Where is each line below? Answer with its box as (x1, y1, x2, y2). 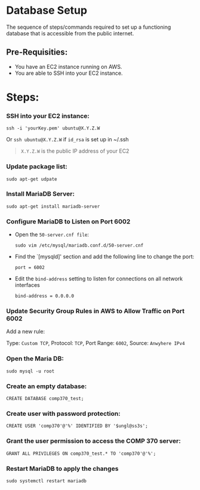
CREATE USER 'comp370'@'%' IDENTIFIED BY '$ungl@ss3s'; (6, 423, 148, 429)
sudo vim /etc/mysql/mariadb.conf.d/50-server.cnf (14, 243, 144, 249)
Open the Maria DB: (6, 355, 64, 363)
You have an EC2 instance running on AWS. (14, 63, 122, 70)
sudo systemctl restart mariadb (6, 477, 87, 484)
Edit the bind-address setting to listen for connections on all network (14, 275, 183, 282)
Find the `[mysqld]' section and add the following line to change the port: (14, 253, 195, 261)
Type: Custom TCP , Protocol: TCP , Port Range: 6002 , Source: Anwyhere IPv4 (6, 340, 185, 347)
